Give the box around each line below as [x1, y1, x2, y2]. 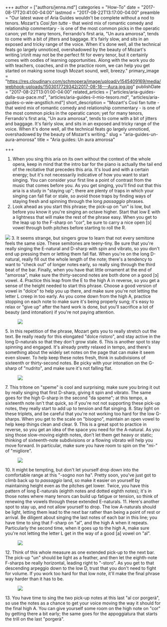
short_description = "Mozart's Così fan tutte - [66, 100, 160, 105]
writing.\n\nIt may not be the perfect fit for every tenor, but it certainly [5, 52, 149, 58]
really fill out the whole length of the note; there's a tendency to [21, 256, 153, 262]
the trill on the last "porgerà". [5, 616, 65, 622]
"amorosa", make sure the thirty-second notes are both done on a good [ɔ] [5, 272, 159, 278]
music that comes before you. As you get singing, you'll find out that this [12, 182, 162, 188]
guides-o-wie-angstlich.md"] [5, 100, 65, 105]
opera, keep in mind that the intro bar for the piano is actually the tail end [12, 161, 162, 167]
